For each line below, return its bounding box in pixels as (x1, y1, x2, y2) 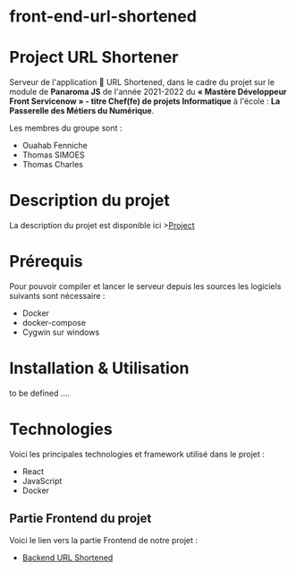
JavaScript (21, 475, 63, 486)
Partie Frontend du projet (9, 511, 152, 526)
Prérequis (9, 251, 83, 272)
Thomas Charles (21, 159, 83, 170)
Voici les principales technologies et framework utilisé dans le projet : (9, 448, 266, 459)
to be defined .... (9, 388, 70, 398)
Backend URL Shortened (21, 552, 114, 563)
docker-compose (21, 318, 87, 328)
